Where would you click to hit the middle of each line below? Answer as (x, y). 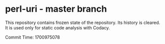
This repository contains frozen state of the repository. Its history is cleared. (82, 22)
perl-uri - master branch (56, 9)
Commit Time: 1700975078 (33, 37)
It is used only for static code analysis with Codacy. (57, 27)
